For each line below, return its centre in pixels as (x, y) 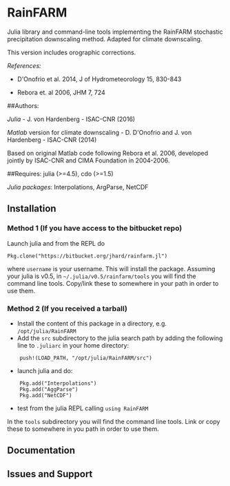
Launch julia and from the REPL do (56, 243)
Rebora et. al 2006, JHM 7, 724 (61, 92)
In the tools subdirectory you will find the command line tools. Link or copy (114, 421)
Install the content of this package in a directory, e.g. (92, 323)
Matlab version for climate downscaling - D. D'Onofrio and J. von (100, 132)
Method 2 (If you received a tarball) (67, 308)
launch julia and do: (45, 370)
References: (24, 65)
